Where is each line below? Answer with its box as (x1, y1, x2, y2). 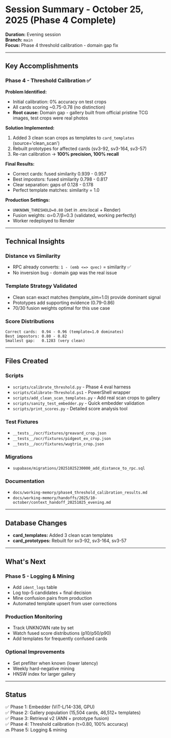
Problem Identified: (5, 88, 47, 95)
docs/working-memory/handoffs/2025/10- (12, 496, 98, 501)
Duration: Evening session (5, 31, 61, 37)
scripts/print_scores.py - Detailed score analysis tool (12, 405, 128, 411)
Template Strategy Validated (5, 282, 77, 289)
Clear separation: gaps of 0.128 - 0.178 (12, 181, 94, 187)
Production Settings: (5, 196, 50, 203)
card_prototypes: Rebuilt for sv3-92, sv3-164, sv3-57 (12, 537, 127, 544)
